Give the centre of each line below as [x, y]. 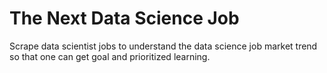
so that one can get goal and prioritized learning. [110, 56]
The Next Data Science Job [124, 18]
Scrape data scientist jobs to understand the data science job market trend [163, 46]
